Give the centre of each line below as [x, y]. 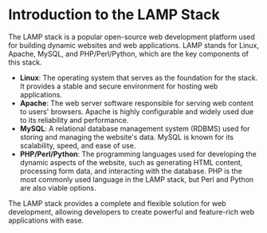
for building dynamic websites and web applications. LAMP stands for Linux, [134, 45]
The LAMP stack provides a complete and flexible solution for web [117, 203]
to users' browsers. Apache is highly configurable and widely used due [136, 111]
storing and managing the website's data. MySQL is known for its [127, 136]
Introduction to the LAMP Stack [114, 15]
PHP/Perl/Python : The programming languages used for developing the [138, 154]
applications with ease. [46, 220]
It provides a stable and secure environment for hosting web [119, 86]
